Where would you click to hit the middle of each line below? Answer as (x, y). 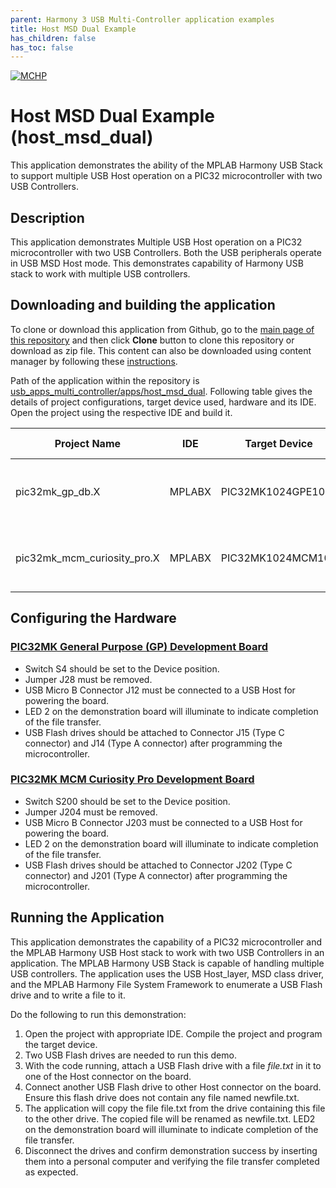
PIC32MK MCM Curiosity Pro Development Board (132, 779)
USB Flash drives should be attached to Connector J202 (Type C (158, 865)
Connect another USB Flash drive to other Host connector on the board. (173, 1087)
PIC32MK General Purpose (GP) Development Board (139, 647)
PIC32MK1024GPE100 (276, 491)
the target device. (61, 1044)
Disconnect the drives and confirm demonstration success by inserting (171, 1150)
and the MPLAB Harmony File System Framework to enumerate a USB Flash (166, 984)
